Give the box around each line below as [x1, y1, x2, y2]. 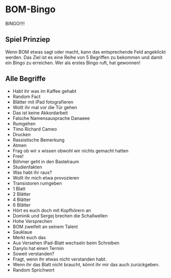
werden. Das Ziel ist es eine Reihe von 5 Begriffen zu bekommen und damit [5, 54, 163, 60]
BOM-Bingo [5, 4, 56, 15]
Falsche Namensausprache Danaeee [12, 115, 90, 121]
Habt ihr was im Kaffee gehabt [12, 88, 77, 94]
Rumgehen [12, 120, 36, 127]
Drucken [12, 131, 31, 137]
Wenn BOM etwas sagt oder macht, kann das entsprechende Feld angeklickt [5, 48, 166, 55]
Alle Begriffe [5, 74, 46, 83]
